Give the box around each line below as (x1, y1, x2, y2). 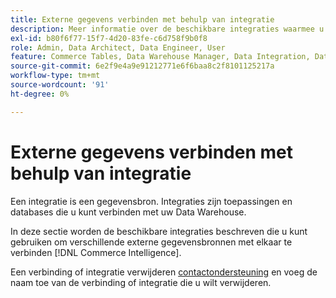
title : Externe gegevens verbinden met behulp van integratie (10, 14, 275, 25)
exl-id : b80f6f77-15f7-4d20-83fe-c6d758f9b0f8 (10, 33, 208, 43)
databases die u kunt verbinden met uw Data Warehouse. (10, 206, 247, 218)
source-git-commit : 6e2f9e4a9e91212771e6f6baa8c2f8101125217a (10, 61, 275, 71)
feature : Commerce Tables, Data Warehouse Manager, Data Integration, (10, 52, 311, 62)
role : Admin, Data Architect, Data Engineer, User (10, 42, 226, 53)
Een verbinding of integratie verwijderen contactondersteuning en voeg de (10, 266, 318, 278)
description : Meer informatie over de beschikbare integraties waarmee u (10, 24, 325, 34)
